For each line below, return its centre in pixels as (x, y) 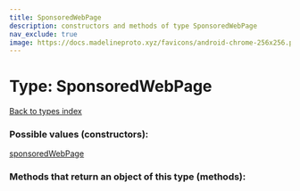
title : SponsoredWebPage (55, 17)
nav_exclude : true (43, 34)
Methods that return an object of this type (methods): (128, 177)
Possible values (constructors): (79, 135)
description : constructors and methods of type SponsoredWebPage (133, 26)
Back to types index (46, 112)
